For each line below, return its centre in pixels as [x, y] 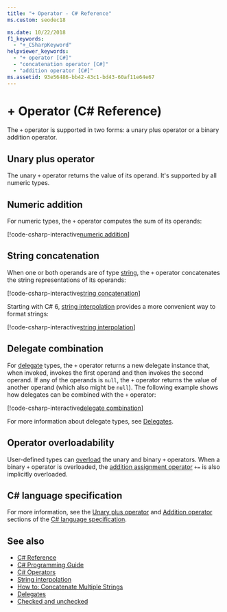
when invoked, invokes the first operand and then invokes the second [105, 373]
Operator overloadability [61, 443]
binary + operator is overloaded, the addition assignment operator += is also [114, 467]
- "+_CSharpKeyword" [43, 45]
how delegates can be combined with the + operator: [82, 394]
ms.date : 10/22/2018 [37, 32]
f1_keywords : [26, 39]
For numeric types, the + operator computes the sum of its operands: [105, 221]
